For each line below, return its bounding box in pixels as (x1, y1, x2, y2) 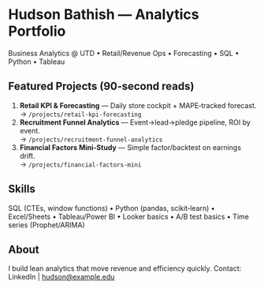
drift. (19, 151, 35, 160)
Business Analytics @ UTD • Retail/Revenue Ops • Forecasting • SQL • (8, 48, 240, 58)
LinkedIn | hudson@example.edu (8, 272, 115, 282)
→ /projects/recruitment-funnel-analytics (19, 134, 163, 144)
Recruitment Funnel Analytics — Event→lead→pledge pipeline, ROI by (19, 117, 251, 127)
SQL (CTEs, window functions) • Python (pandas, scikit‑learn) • (8, 203, 215, 212)
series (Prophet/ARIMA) (8, 220, 85, 230)
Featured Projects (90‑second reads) (8, 80, 195, 93)
